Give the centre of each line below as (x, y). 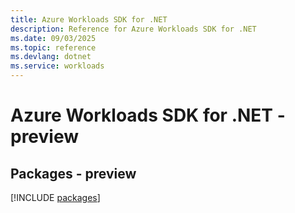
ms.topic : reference (53, 47)
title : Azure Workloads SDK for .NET (89, 19)
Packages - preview (73, 173)
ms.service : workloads (57, 66)
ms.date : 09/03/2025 (53, 38)
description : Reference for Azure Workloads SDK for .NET (133, 29)
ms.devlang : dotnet (51, 57)
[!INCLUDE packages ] (55, 197)
